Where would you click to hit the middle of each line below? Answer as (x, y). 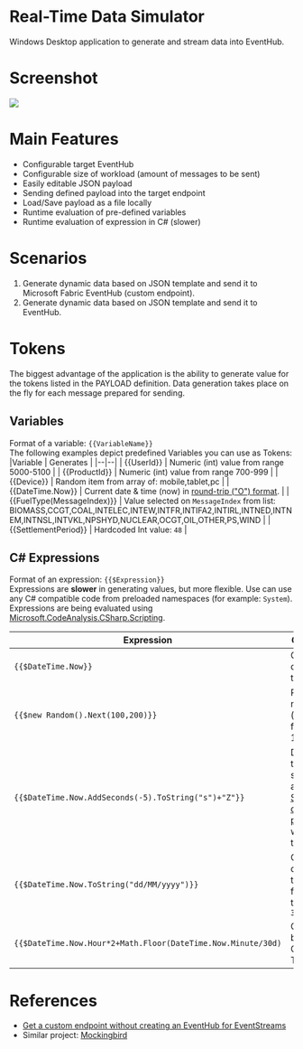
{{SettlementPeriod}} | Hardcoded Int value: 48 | (98, 529)
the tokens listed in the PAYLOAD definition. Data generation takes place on (149, 383)
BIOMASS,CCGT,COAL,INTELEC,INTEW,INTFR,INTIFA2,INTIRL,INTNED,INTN (151, 510)
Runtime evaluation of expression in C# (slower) (111, 221)
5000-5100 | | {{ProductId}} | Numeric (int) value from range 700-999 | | (144, 472)
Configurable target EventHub (78, 164)
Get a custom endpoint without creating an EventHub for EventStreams (154, 1026)
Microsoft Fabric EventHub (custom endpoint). (109, 293)
